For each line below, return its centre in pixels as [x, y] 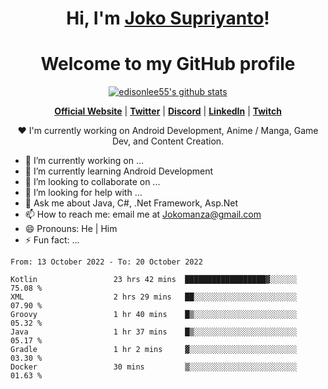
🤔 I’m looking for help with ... [83, 193]
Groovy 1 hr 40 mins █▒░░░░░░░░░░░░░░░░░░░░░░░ [154, 315]
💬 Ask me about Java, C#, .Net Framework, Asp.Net [131, 203]
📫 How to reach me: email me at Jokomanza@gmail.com [143, 214]
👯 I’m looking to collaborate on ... [92, 182]
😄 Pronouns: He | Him [71, 229]
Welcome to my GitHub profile [168, 64]
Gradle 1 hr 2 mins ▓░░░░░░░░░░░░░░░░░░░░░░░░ [154, 350]
